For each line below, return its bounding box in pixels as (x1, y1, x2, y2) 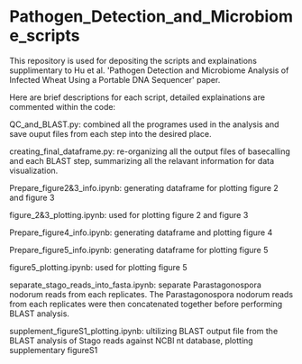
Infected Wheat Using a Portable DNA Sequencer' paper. (9, 74, 221, 85)
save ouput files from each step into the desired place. (9, 128, 212, 139)
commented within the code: (9, 101, 115, 112)
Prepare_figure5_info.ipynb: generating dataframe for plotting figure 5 (9, 244, 269, 255)
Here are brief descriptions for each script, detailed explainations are (9, 92, 266, 103)
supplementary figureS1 (9, 344, 98, 355)
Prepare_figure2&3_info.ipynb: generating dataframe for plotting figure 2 (9, 182, 279, 193)
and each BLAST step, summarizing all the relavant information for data (9, 155, 275, 166)
